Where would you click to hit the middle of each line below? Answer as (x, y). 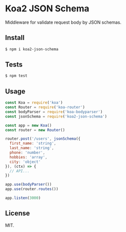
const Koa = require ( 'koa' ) (34, 103)
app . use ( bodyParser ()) (28, 185)
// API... (20, 171)
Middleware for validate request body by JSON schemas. (63, 22)
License (18, 213)
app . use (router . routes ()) (32, 189)
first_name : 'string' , (33, 144)
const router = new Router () (35, 130)
